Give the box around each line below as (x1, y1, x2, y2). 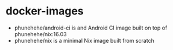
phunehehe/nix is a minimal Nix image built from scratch (14, 37, 154, 44)
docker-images (5, 4, 84, 18)
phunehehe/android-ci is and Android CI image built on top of (14, 24, 168, 31)
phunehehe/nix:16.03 (14, 30, 67, 37)
